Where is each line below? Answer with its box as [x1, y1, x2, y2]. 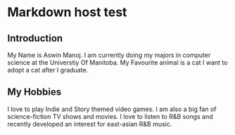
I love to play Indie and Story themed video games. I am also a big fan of [7, 105, 217, 113]
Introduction [7, 32, 63, 44]
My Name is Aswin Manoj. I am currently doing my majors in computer [7, 51, 211, 59]
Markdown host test [7, 4, 127, 20]
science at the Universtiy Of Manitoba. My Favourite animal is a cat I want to [7, 58, 228, 67]
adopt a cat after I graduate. [7, 66, 89, 74]
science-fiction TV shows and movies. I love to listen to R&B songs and [7, 112, 213, 120]
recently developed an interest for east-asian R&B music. [7, 120, 172, 128]
